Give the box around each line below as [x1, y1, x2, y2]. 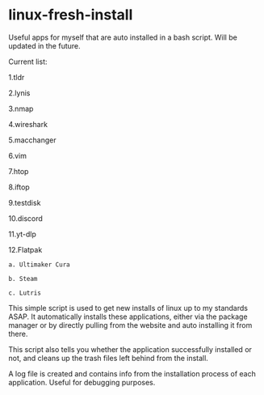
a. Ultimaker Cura [8, 261, 70, 269]
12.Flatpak [8, 244, 43, 254]
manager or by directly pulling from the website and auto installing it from [8, 320, 253, 329]
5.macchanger [8, 135, 57, 145]
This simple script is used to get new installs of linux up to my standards [8, 303, 249, 312]
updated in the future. [8, 40, 81, 50]
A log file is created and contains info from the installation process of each [8, 368, 256, 378]
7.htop [8, 166, 29, 176]
